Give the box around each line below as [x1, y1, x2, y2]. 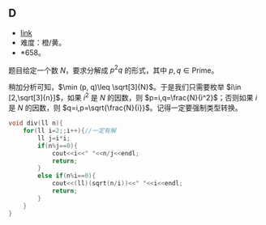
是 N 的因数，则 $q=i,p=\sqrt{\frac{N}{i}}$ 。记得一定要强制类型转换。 [8, 103, 242, 112]
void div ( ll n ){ [8, 119, 63, 128]
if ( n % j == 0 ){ [37, 142, 79, 150]
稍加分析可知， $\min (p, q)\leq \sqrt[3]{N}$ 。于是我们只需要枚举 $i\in [8, 83, 242, 92]
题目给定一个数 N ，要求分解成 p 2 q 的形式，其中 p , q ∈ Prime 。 [8, 64, 219, 75]
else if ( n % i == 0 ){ [37, 172, 96, 180]
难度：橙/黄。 [19, 37, 66, 47]
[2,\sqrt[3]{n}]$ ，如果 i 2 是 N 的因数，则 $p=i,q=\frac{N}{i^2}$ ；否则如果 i [8, 91, 258, 103]
